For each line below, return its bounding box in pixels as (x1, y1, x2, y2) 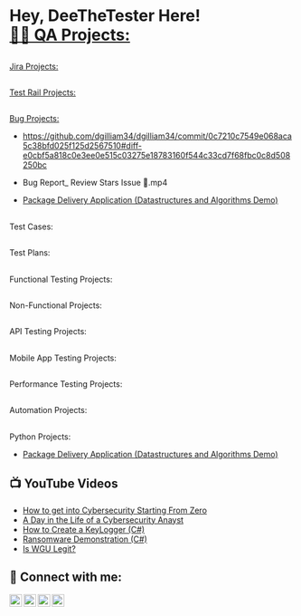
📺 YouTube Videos (9, 476, 118, 492)
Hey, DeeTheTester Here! (9, 5, 202, 26)
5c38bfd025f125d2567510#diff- (22, 140, 143, 151)
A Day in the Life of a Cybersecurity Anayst (22, 514, 183, 525)
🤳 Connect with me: (9, 570, 122, 585)
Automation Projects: (9, 405, 88, 416)
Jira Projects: (9, 61, 59, 72)
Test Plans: (9, 247, 51, 258)
